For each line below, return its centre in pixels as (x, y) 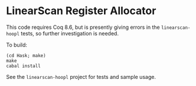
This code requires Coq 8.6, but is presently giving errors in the (83, 27)
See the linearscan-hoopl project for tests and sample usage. (81, 77)
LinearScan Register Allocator (81, 11)
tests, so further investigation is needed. (70, 33)
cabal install (24, 66)
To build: (17, 45)
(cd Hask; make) (26, 55)
